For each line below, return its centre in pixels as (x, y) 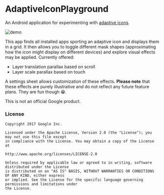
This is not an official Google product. (43, 101)
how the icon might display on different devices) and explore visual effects (80, 52)
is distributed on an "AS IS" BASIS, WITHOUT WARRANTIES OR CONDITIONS (80, 171)
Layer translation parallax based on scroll (54, 67)
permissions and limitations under (41, 184)
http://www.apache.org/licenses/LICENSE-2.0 (51, 154)
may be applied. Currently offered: (40, 57)
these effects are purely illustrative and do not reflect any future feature (77, 86)
